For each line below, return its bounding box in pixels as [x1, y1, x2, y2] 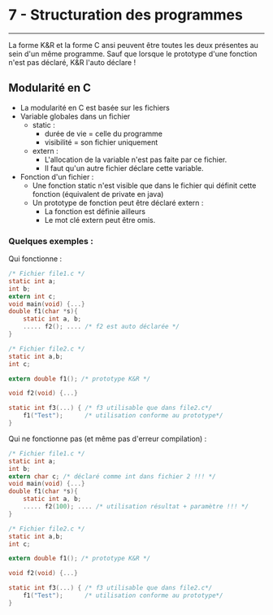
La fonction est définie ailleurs [44, 206, 146, 216]
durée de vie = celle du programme [44, 129, 163, 138]
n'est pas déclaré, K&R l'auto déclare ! [8, 57, 136, 67]
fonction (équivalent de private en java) [32, 189, 164, 198]
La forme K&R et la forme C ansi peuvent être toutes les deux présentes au [8, 40, 258, 50]
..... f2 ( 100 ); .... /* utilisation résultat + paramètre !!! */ [23, 503, 249, 511]
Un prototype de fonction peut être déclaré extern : [32, 198, 204, 207]
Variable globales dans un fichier [19, 111, 131, 121]
